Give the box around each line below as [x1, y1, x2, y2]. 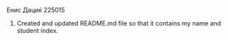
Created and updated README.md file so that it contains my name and [16, 19, 222, 27]
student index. [16, 27, 59, 34]
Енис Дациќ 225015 [6, 6, 65, 14]
